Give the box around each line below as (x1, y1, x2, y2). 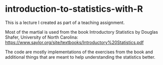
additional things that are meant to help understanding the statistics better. (5, 54, 156, 60)
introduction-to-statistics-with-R (5, 3, 143, 15)
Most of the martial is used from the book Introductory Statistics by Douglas (5, 29, 158, 35)
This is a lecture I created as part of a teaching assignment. (5, 20, 125, 25)
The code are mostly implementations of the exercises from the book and (5, 49, 153, 55)
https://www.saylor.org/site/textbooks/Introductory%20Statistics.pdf (5, 39, 144, 45)
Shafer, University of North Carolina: (5, 34, 78, 40)
